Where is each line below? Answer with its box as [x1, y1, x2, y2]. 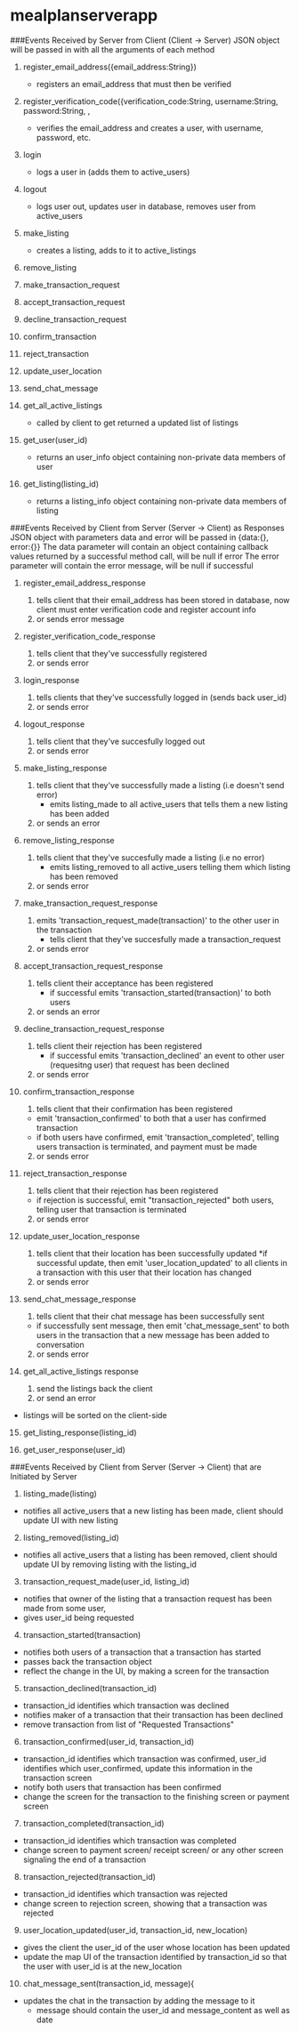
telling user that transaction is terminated [36, 1204, 188, 1214]
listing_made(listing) [22, 1488, 97, 1499]
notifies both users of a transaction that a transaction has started [22, 1647, 262, 1657]
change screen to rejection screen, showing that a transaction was [22, 1898, 268, 1908]
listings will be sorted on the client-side [22, 1409, 167, 1420]
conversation [36, 1339, 85, 1350]
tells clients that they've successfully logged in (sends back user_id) [36, 691, 287, 703]
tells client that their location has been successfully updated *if [36, 1247, 268, 1259]
